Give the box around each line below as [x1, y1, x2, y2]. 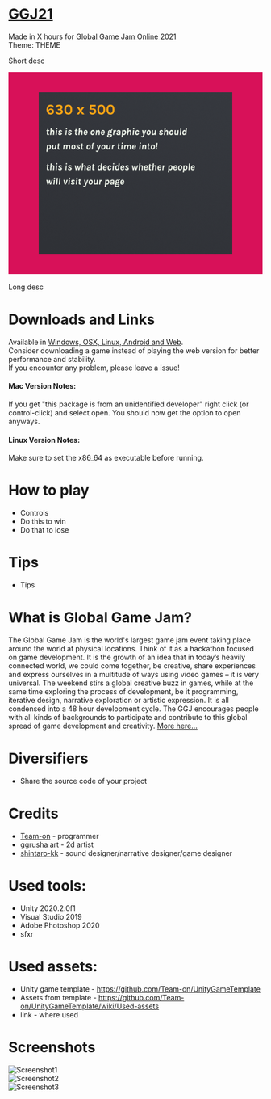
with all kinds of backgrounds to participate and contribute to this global [8, 713, 248, 722]
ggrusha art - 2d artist [19, 840, 94, 849]
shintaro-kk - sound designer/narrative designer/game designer [19, 848, 232, 857]
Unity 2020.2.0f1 [19, 903, 76, 913]
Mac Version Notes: [8, 381, 77, 391]
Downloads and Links [8, 310, 156, 329]
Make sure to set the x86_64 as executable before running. [8, 453, 204, 463]
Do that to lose [19, 525, 69, 535]
